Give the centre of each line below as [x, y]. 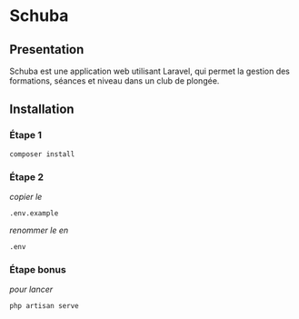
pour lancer [31, 289]
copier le [26, 196]
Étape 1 [26, 135]
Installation [42, 110]
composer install [42, 154]
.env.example [34, 213]
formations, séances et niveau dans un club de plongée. [115, 81]
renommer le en [39, 230]
